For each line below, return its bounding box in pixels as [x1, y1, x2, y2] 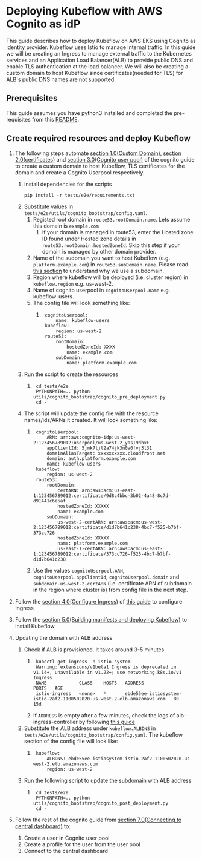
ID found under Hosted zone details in [42, 235, 137, 242]
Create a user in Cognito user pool [24, 834, 110, 841]
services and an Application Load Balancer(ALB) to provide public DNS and [6, 56, 194, 64]
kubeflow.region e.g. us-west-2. [33, 280, 113, 287]
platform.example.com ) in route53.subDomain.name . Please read [33, 260, 189, 268]
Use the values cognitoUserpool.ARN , [33, 567, 125, 574]
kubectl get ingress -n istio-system [36, 659, 131, 665]
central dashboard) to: [14, 822, 71, 830]
